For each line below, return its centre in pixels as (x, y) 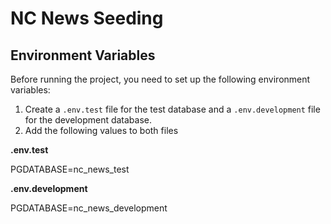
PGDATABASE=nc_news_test (70, 169)
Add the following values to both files (101, 130)
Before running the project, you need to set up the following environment (160, 79)
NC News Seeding (87, 18)
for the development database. (88, 120)
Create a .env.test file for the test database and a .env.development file (172, 109)
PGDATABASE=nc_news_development (89, 208)
